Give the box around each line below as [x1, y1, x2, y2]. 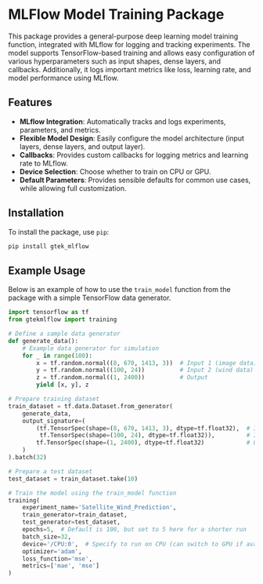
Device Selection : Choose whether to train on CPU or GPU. [19, 166, 211, 176]
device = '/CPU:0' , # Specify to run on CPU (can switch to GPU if [22, 540, 243, 548]
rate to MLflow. [19, 159, 68, 168]
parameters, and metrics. [19, 125, 102, 134]
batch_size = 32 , [22, 532, 72, 541]
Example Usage [8, 264, 86, 277]
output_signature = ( [22, 417, 86, 425]
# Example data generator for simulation [22, 344, 159, 352]
